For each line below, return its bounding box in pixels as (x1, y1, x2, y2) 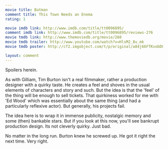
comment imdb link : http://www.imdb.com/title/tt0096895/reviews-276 (5, 30, 153, 35)
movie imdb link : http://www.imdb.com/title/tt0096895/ (5, 25, 124, 30)
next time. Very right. (5, 138, 48, 144)
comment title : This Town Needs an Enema (5, 12, 93, 17)
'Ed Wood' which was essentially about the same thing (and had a (5, 98, 141, 104)
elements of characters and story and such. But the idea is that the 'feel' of (5, 87, 160, 93)
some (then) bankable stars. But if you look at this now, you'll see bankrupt (5, 118, 159, 124)
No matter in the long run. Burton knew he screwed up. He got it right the (5, 133, 156, 139)
